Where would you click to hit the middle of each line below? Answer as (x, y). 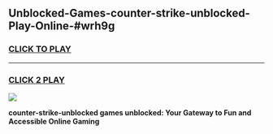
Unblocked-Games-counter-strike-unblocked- (129, 13)
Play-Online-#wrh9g (62, 26)
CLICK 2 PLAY (37, 80)
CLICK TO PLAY (40, 50)
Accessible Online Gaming (54, 121)
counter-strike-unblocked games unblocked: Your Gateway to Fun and (130, 112)
